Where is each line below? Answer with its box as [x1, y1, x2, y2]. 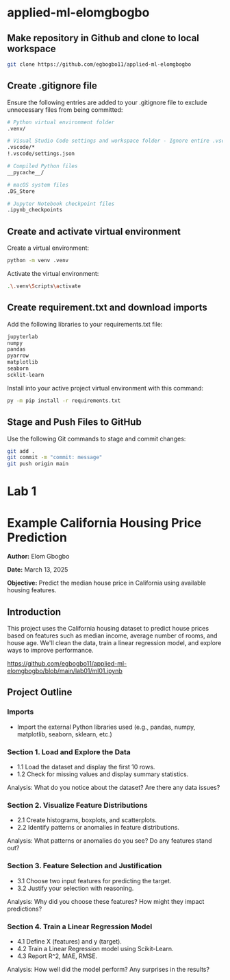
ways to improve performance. [7, 646, 94, 655]
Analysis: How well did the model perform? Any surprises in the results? [7, 965, 210, 973]
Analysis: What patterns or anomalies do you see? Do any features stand [7, 837, 212, 845]
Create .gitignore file [7, 80, 97, 92]
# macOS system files [7, 181, 69, 188]
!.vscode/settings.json [7, 150, 75, 157]
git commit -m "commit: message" [7, 454, 103, 461]
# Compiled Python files [7, 163, 78, 170]
